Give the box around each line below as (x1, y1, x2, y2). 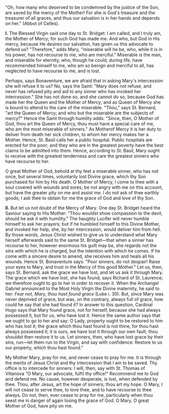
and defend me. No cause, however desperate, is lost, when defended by (5, 376, 158, 382)
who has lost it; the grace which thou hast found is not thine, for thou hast (5, 323, 159, 329)
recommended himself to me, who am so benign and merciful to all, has (5, 63, 154, 68)
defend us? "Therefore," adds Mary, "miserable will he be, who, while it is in (5, 47, 163, 52)
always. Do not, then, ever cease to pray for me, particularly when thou (5, 392, 153, 398)
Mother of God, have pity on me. (5, 403, 73, 409)
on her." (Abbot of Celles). (5, 20, 60, 26)
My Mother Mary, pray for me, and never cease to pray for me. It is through (5, 354, 161, 360)
